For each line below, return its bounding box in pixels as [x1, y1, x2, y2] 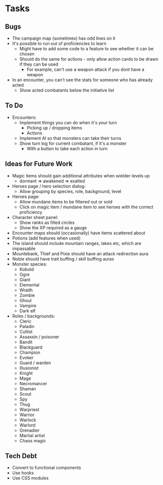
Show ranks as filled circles [19, 220, 75, 225]
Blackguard [19, 344, 42, 350]
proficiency [19, 209, 42, 215]
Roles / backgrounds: [12, 313, 55, 319]
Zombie [19, 292, 35, 298]
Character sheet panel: [12, 214, 59, 220]
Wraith [19, 287, 33, 293]
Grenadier [19, 427, 40, 433]
